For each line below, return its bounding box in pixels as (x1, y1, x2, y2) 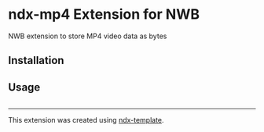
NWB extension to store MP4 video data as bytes (8, 31, 167, 41)
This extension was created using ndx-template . (8, 116, 164, 125)
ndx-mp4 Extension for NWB (8, 5, 200, 23)
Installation (8, 54, 64, 67)
